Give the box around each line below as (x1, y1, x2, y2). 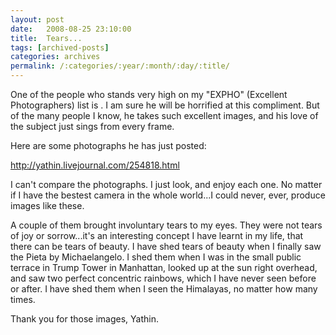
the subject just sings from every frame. (10, 121, 175, 132)
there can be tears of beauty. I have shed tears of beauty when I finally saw (10, 241, 322, 252)
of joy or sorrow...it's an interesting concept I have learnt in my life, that (10, 230, 304, 241)
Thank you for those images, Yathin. (10, 313, 159, 325)
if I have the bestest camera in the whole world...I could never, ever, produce (10, 189, 326, 201)
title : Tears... (10, 33, 83, 43)
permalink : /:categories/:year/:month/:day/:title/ (10, 61, 230, 71)
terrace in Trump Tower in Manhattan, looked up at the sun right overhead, (10, 262, 318, 273)
